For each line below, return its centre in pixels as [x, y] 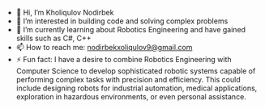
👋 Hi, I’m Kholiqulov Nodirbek [65, 13]
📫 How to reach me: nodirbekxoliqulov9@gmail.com [104, 47]
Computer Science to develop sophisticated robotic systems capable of [136, 71]
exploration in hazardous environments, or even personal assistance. [131, 96]
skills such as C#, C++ [53, 38]
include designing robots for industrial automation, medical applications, [137, 88]
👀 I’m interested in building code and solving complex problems [122, 21]
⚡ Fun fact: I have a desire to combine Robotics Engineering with [124, 59]
